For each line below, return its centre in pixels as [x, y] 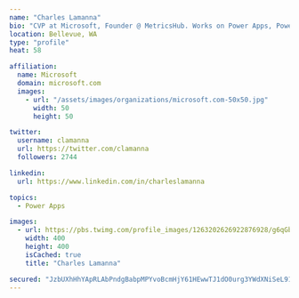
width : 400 [45, 238]
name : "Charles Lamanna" [55, 17]
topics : [24, 197]
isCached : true [53, 254]
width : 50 [51, 108]
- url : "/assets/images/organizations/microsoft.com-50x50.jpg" [147, 100]
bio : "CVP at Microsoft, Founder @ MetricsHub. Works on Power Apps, [141, 26]
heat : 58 [25, 51]
